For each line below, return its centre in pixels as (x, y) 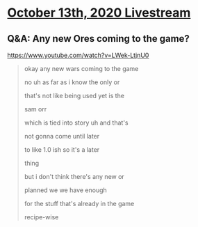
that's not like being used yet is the (74, 96)
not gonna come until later (62, 136)
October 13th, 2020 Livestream (99, 13)
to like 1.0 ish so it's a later (62, 150)
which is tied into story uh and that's (76, 123)
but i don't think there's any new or (74, 177)
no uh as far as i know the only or (72, 82)
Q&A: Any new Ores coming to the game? (98, 39)
